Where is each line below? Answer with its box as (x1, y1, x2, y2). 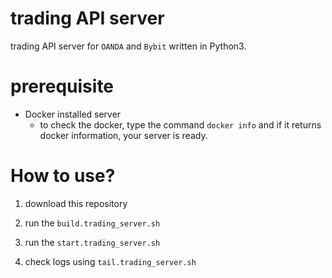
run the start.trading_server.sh (24, 236, 161, 248)
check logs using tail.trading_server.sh (24, 255, 197, 267)
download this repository (24, 197, 128, 209)
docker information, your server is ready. (39, 129, 208, 141)
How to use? (10, 165, 116, 187)
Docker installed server (24, 108, 122, 120)
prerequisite (10, 75, 115, 98)
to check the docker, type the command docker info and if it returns (39, 118, 322, 131)
